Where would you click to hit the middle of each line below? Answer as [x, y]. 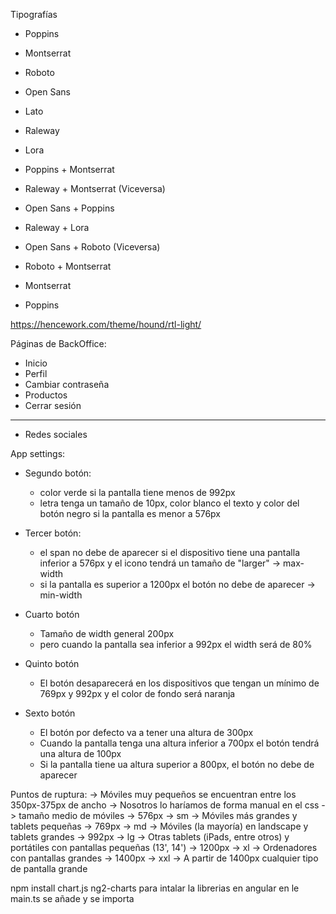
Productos [46, 395]
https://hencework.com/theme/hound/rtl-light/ [106, 324]
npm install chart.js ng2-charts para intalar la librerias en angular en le [155, 888]
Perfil [36, 373]
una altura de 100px [80, 753]
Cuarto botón [52, 614]
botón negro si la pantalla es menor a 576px [130, 513]
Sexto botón [50, 713]
